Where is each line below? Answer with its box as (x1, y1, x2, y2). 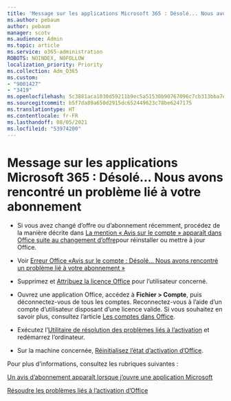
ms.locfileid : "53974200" (7, 125, 81, 132)
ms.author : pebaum (7, 17, 60, 23)
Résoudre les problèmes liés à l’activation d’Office (7, 387, 148, 395)
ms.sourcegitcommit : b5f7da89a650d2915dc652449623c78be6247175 (7, 100, 192, 107)
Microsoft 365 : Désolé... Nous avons (7, 169, 223, 185)
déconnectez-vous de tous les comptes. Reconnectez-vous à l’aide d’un (16, 298, 222, 306)
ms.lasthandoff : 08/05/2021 (7, 118, 88, 126)
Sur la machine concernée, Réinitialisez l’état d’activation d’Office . (16, 347, 204, 355)
